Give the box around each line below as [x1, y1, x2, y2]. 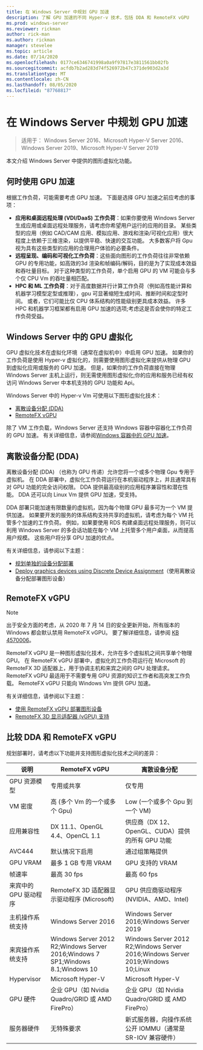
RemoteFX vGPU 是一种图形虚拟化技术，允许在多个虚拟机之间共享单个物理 [6, 650, 192, 657]
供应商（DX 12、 [125, 818, 174, 826]
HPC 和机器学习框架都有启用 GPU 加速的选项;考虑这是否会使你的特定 [14, 305, 187, 312]
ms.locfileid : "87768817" [6, 88, 71, 94]
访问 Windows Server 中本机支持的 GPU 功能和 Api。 [6, 379, 138, 386]
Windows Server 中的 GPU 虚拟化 [6, 332, 133, 342]
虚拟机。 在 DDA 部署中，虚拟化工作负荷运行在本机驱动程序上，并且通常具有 [6, 476, 197, 483]
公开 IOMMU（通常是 [125, 1024, 185, 1032]
